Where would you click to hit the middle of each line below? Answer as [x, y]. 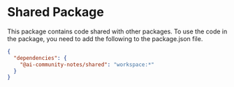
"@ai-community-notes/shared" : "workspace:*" [87, 64]
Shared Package [56, 12]
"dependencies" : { [41, 58]
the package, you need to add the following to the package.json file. [105, 38]
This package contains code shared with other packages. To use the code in [117, 31]
